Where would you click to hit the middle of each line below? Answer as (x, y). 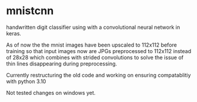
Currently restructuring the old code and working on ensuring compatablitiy (99, 75)
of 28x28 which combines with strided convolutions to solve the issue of (95, 57)
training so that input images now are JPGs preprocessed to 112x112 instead (99, 51)
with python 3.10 (26, 81)
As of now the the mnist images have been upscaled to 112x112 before (91, 45)
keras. (14, 33)
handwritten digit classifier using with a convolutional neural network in (93, 27)
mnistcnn (30, 11)
